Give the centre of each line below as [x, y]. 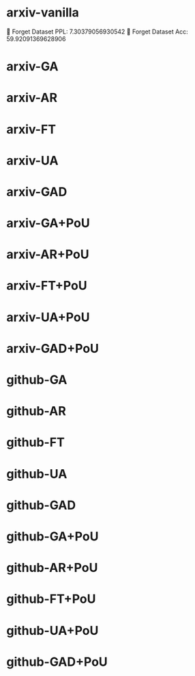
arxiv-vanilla [43, 13]
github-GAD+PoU [57, 662]
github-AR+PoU [52, 568]
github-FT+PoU [51, 599]
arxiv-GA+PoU [48, 223]
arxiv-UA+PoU [48, 317]
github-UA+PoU [52, 630]
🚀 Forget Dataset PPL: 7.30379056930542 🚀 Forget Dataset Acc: [97, 32]
